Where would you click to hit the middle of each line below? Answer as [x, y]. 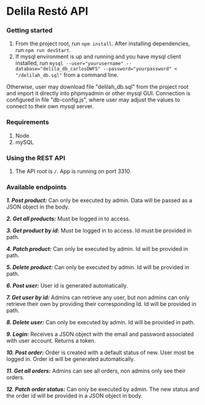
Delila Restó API [47, 11]
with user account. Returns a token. [51, 341]
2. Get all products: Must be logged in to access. [68, 219]
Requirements [28, 122]
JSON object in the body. [38, 207]
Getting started [30, 31]
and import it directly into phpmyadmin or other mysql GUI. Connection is [99, 94]
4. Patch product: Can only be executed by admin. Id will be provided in [97, 249]
